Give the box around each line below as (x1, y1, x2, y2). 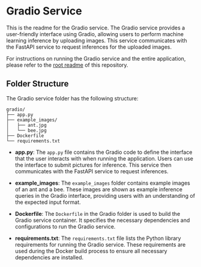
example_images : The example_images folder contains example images (14, 179, 190, 186)
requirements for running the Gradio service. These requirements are (14, 241, 186, 248)
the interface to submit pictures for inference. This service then (14, 161, 172, 168)
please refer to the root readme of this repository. (6, 61, 128, 69)
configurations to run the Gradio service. (14, 222, 116, 230)
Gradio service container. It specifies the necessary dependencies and (14, 216, 190, 224)
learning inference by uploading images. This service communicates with (6, 37, 187, 44)
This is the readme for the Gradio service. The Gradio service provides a (6, 24, 185, 31)
